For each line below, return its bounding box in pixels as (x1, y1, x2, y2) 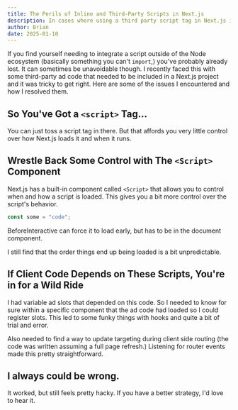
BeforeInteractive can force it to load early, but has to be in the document (7, 226, 222, 235)
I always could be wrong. (7, 370, 120, 382)
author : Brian (7, 23, 50, 31)
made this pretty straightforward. (7, 349, 104, 358)
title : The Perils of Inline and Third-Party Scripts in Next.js (7, 10, 204, 18)
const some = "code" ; (7, 214, 72, 221)
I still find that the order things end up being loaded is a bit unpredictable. (7, 248, 222, 256)
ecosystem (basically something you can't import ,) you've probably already (7, 57, 228, 66)
